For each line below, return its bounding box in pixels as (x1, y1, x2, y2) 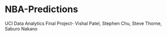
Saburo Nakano (5, 25, 38, 31)
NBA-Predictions (5, 4, 78, 15)
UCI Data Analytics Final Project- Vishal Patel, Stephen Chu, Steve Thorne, (5, 20, 162, 26)
